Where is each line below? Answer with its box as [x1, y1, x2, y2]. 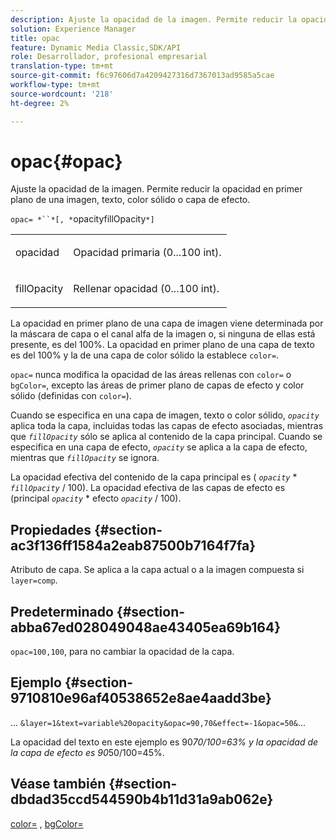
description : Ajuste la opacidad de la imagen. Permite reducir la [10, 14, 298, 25]
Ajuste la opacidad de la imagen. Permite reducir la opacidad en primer [10, 183, 303, 195]
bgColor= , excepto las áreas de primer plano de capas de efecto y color [10, 379, 305, 391]
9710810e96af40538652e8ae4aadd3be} [10, 690, 272, 707]
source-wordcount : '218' [10, 89, 114, 99]
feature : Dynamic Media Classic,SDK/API [10, 42, 182, 53]
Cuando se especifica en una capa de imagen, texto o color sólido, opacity [10, 409, 320, 421]
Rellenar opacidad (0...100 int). [73, 282, 220, 296]
